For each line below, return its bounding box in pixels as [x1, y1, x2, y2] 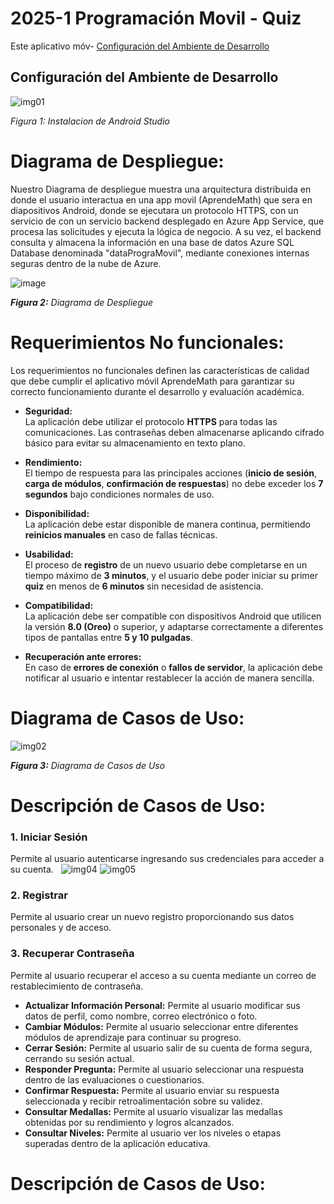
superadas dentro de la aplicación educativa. [24, 1137, 211, 1149]
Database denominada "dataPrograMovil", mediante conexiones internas [10, 247, 310, 259]
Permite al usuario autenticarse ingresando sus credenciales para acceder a [10, 853, 325, 865]
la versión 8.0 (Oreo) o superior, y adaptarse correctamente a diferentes [24, 620, 324, 632]
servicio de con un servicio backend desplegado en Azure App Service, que [10, 215, 325, 227]
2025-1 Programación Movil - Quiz [10, 7, 302, 30]
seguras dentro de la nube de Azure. [10, 257, 162, 269]
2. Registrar [10, 888, 68, 902]
